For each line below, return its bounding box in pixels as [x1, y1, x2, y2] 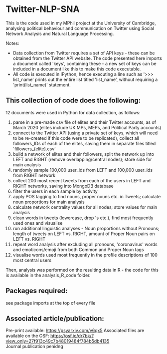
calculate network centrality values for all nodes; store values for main [12, 204, 158, 210]
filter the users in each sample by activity [12, 188, 98, 194]
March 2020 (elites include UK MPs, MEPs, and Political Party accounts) [12, 124, 162, 130]
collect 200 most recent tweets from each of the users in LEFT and [12, 177, 151, 183]
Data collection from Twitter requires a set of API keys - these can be [12, 50, 155, 56]
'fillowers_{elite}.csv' [12, 146, 56, 152]
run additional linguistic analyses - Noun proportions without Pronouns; [12, 225, 160, 231]
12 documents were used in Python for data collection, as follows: [5, 109, 141, 115]
